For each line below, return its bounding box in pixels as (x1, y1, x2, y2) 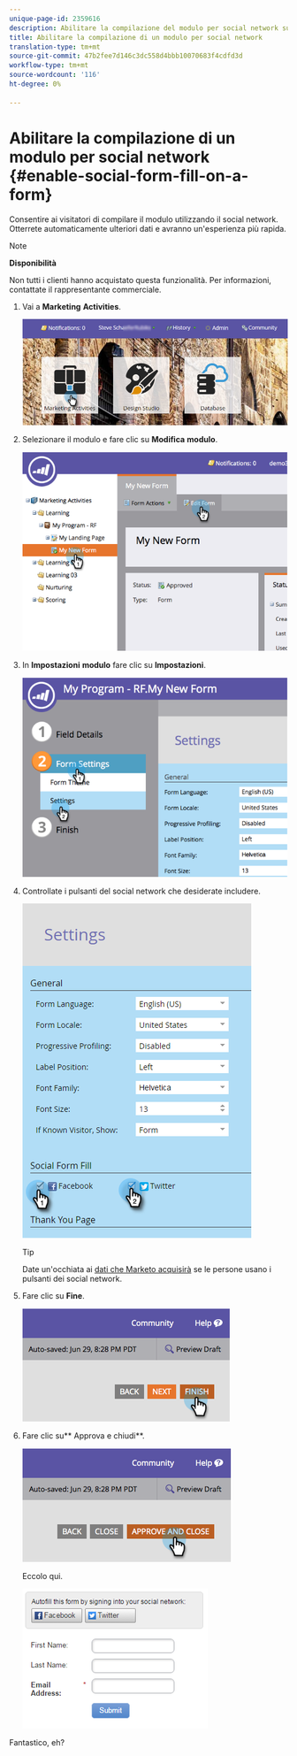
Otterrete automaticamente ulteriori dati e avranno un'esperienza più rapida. (9, 223, 287, 234)
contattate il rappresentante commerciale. (9, 284, 162, 295)
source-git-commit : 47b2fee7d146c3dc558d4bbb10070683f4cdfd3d (9, 51, 243, 61)
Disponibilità (9, 257, 57, 268)
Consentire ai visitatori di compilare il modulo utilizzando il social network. (9, 213, 278, 225)
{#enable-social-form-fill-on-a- (9, 165, 249, 186)
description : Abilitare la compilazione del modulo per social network (9, 23, 278, 33)
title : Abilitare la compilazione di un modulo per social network (9, 33, 263, 42)
